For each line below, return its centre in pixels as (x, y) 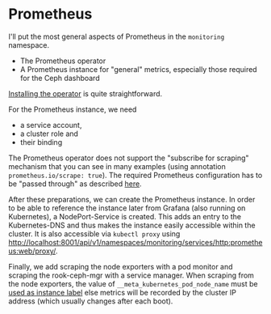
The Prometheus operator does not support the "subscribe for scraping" (129, 158)
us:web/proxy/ (32, 251)
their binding (41, 142)
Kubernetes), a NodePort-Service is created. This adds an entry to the (125, 216)
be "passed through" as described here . (75, 184)
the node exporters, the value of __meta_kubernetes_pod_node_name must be (133, 283)
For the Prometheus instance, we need (73, 109)
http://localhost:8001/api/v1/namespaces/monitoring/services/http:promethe (135, 242)
